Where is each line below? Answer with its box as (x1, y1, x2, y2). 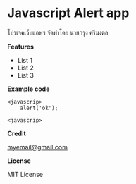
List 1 (17, 56, 33, 64)
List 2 (17, 63, 34, 72)
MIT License (7, 170, 44, 178)
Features (7, 42, 34, 51)
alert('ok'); (20, 104, 58, 111)
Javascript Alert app (7, 5, 130, 21)
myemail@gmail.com (7, 142, 68, 151)
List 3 (17, 70, 34, 79)
